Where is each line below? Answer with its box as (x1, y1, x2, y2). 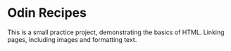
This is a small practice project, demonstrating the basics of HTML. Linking (7, 28, 225, 36)
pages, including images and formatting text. (7, 35, 137, 43)
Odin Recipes (7, 5, 87, 21)
